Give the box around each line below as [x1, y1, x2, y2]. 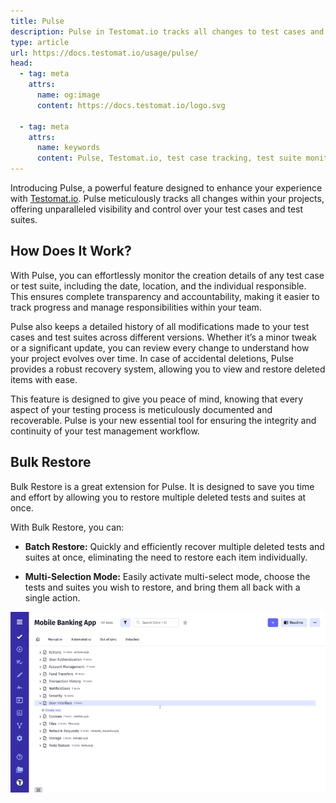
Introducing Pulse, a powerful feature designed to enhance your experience [10, 182, 323, 194]
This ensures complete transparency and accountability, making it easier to [10, 290, 320, 302]
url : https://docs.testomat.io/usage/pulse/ [10, 48, 199, 58]
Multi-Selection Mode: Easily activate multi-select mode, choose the [24, 570, 311, 582]
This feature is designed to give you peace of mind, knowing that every [10, 393, 304, 405]
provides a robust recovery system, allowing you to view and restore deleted [10, 363, 326, 375]
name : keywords [36, 143, 101, 153]
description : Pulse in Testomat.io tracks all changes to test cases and [10, 26, 325, 37]
